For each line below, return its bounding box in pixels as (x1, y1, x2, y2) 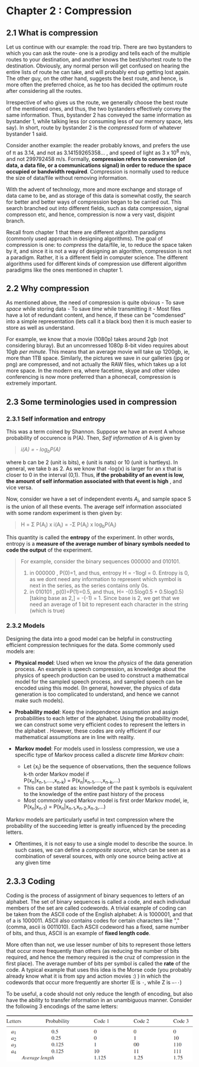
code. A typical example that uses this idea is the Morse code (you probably (6, 966, 192, 973)
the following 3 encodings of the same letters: (6, 1003, 118, 1010)
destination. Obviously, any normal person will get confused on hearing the (6, 62, 190, 69)
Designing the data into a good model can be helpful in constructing (6, 635, 172, 642)
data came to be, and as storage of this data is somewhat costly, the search (6, 192, 191, 199)
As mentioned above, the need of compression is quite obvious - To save (6, 299, 185, 306)
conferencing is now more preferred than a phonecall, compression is (6, 373, 176, 381)
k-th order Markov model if (23, 771, 89, 778)
